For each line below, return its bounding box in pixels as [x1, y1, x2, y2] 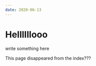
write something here [5, 45, 49, 51]
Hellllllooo [5, 28, 48, 40]
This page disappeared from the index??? [5, 55, 91, 61]
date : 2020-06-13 [5, 7, 42, 12]
